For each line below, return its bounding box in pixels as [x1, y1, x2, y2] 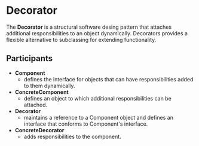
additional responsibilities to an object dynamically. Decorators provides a [6, 29, 188, 36]
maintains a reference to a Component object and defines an [23, 114, 173, 121]
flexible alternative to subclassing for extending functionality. [6, 36, 157, 43]
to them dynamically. [23, 82, 76, 89]
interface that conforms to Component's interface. [23, 120, 148, 127]
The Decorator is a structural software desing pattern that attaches [6, 23, 172, 31]
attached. [23, 101, 48, 108]
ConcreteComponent [14, 88, 69, 96]
